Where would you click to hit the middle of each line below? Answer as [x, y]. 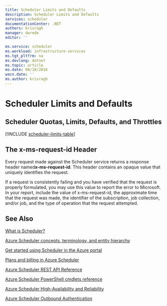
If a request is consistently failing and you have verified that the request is [81, 182]
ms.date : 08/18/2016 [27, 70]
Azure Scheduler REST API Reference [44, 269]
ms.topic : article [24, 65]
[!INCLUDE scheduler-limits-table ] [40, 134]
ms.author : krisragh [27, 79]
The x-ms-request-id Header [51, 150]
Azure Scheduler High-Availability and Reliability [55, 289]
